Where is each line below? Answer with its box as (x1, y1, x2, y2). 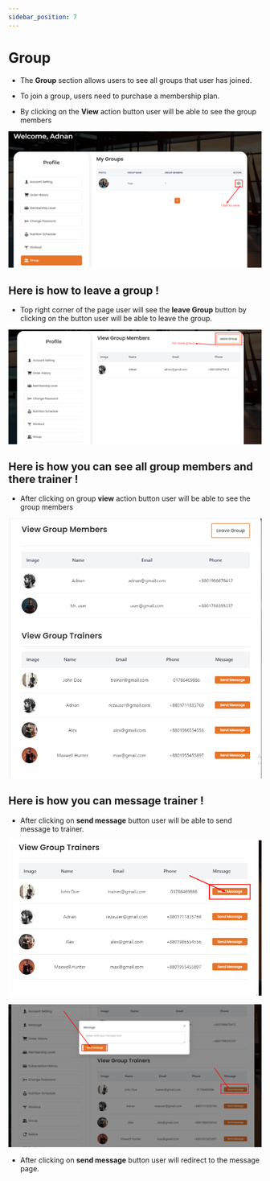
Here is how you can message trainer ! (8, 794, 204, 808)
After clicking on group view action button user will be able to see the (19, 493, 251, 503)
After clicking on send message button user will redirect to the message (19, 1155, 260, 1165)
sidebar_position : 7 (8, 13, 78, 21)
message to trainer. (19, 824, 84, 833)
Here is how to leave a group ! (8, 283, 159, 297)
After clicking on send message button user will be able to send (19, 816, 233, 825)
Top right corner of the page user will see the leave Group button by (19, 305, 247, 315)
